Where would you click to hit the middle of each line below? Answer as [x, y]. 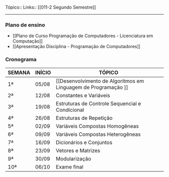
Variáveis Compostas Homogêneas [98, 126]
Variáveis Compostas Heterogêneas [98, 134]
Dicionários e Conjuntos [84, 142]
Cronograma [21, 60]
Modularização [74, 158]
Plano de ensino [25, 25]
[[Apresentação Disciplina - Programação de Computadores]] [76, 47]
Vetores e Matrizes [78, 150]
